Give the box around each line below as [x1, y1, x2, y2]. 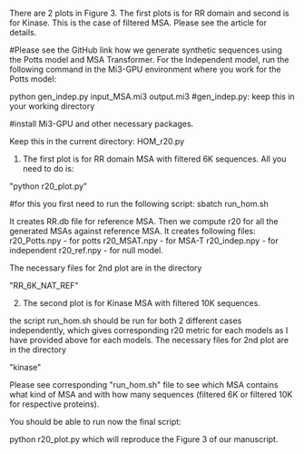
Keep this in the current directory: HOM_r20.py [9, 136, 184, 146]
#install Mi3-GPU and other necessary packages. [9, 118, 194, 129]
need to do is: [22, 163, 74, 173]
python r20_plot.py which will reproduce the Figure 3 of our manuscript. [9, 434, 279, 444]
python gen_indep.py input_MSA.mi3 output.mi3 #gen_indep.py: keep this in [9, 91, 295, 102]
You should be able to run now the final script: [9, 417, 181, 427]
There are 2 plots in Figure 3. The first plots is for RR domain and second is [9, 8, 289, 18]
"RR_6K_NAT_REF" [9, 281, 79, 291]
